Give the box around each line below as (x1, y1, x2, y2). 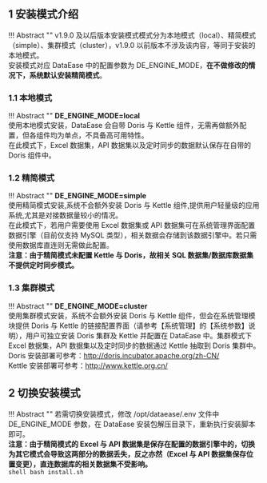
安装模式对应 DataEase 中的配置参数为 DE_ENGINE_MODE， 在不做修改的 (8, 60, 249, 70)
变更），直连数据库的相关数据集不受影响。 (14, 459, 152, 469)
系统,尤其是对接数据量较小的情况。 (8, 210, 123, 220)
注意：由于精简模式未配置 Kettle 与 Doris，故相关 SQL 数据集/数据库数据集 (8, 250, 254, 260)
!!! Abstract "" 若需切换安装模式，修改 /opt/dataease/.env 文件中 (8, 409, 220, 418)
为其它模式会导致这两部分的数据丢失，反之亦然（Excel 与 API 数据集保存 (8, 449, 247, 458)
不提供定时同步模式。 (8, 261, 78, 270)
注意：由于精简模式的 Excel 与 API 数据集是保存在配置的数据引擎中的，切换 (8, 439, 256, 449)
